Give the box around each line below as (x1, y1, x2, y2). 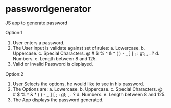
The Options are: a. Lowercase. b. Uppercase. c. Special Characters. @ (12, 86, 163, 92)
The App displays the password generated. (12, 97, 104, 103)
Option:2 (5, 70, 24, 77)
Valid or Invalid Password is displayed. (12, 61, 93, 67)
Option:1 (5, 29, 23, 35)
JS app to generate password (5, 20, 68, 26)
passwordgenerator (5, 3, 91, 15)
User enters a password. (12, 39, 65, 46)
